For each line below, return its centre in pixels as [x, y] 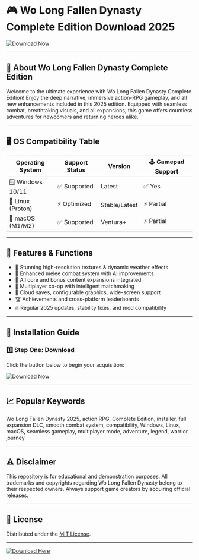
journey [15, 438]
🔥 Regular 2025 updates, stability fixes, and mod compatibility [91, 308]
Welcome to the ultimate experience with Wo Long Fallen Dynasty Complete [99, 91]
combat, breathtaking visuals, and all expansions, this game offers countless [99, 110]
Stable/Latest [119, 205]
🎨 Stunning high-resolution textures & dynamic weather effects [92, 268]
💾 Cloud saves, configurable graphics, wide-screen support [88, 292]
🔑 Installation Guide [43, 332]
